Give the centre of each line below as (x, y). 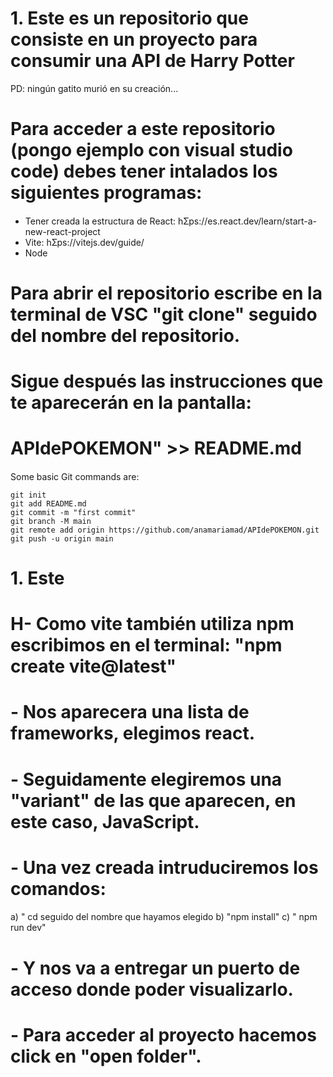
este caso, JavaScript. (105, 821)
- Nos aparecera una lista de (130, 712)
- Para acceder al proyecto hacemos (163, 1034)
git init (28, 495)
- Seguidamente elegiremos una (146, 779)
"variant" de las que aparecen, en (153, 800)
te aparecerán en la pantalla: (131, 403)
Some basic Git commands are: (75, 476)
